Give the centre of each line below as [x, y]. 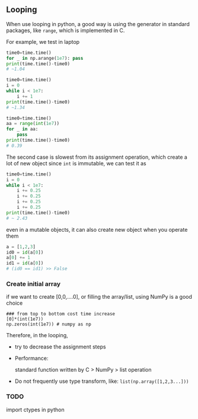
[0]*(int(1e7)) [25, 319]
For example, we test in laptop [43, 41]
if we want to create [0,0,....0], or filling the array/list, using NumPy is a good [99, 297]
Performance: [31, 359]
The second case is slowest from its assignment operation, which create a [97, 157]
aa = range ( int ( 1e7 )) [33, 124]
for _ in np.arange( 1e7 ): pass [45, 58]
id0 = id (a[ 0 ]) [25, 252]
